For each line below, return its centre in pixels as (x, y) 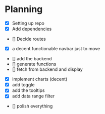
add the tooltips (28, 90)
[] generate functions (34, 64)
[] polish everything (32, 106)
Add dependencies (32, 29)
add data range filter (33, 96)
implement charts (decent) (40, 79)
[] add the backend (32, 59)
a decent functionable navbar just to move (56, 49)
